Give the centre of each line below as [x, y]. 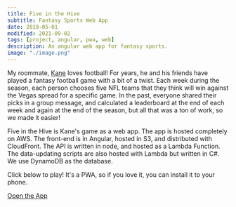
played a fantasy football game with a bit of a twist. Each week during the [113, 80]
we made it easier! [34, 117]
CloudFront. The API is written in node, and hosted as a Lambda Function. [114, 146]
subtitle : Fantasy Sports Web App [58, 20]
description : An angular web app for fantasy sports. [88, 46]
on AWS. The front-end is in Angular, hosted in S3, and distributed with [110, 138]
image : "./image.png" [39, 53]
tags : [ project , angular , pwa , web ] [61, 40]
